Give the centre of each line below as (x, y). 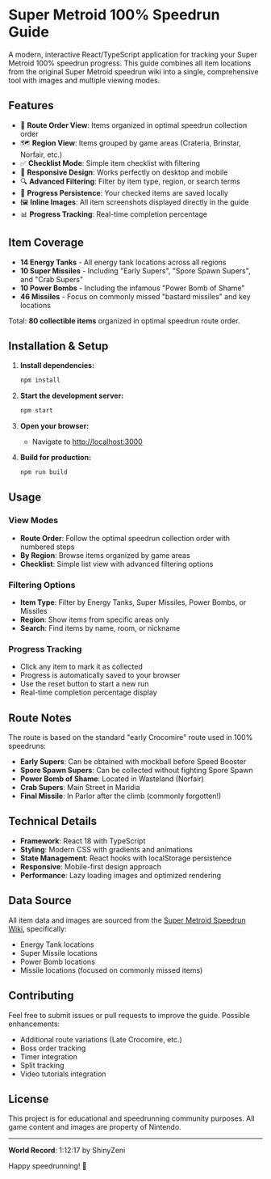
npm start (37, 411)
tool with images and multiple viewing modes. (84, 80)
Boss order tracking (53, 1048)
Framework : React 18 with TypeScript (83, 841)
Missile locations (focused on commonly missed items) (111, 970)
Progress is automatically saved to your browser (100, 675)
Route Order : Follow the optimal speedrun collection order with (125, 538)
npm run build (44, 472)
